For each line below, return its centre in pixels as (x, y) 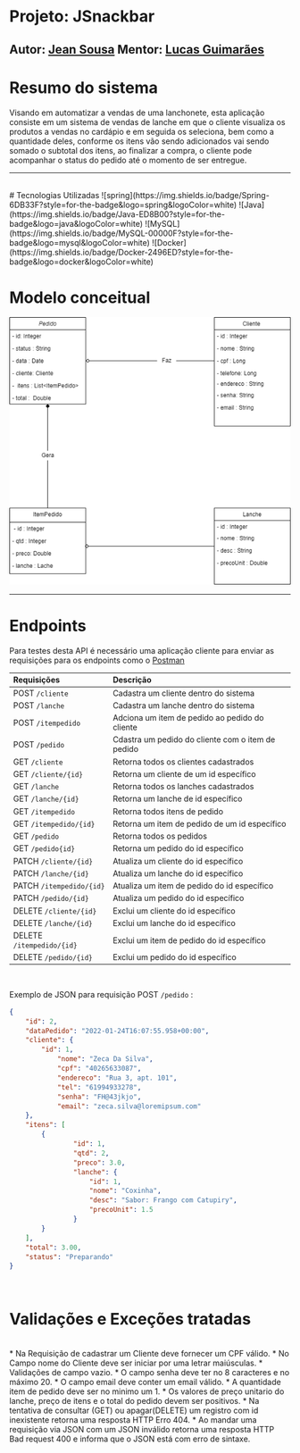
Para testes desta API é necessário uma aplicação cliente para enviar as (142, 650)
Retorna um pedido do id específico (178, 848)
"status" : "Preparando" (70, 1257)
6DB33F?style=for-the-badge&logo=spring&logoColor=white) (123, 205)
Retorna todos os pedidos (160, 836)
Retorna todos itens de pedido (168, 811)
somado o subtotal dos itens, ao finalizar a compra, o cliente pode (131, 150)
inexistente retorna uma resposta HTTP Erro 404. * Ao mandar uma (133, 1420)
